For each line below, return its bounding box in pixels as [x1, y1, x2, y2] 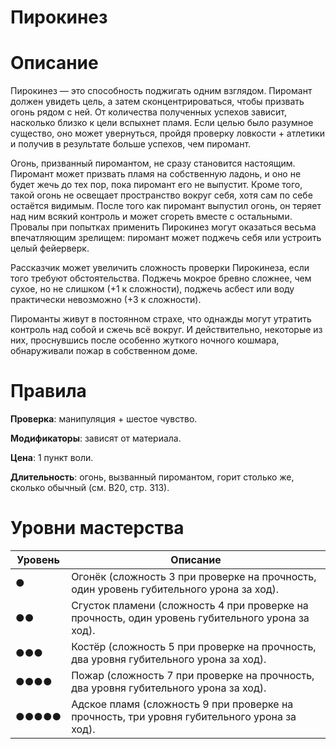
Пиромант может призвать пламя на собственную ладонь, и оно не [10, 168, 302, 180]
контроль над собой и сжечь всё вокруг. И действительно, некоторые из [10, 324, 323, 336]
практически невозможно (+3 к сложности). [10, 294, 202, 306]
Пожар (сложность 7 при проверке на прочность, [71, 669, 315, 682]
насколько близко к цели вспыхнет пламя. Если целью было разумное [10, 117, 314, 129]
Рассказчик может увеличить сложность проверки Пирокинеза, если [10, 262, 310, 274]
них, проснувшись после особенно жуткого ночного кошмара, [10, 334, 280, 346]
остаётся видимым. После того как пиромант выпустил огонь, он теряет [10, 200, 322, 212]
